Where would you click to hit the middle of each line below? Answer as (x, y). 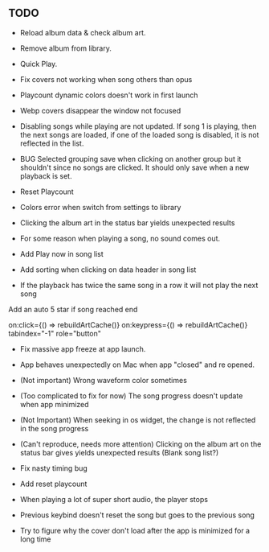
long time (35, 539)
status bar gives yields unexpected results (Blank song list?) (119, 452)
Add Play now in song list (62, 253)
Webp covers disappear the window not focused (100, 110)
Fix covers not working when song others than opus (106, 79)
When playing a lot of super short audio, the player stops (114, 499)
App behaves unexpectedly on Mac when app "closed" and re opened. (137, 365)
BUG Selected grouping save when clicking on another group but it (130, 159)
